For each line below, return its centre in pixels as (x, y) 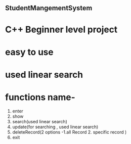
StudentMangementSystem (49, 8)
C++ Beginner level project (61, 29)
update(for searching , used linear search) (55, 127)
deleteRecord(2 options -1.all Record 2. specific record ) (69, 132)
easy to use (29, 52)
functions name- (40, 97)
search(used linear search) (40, 121)
